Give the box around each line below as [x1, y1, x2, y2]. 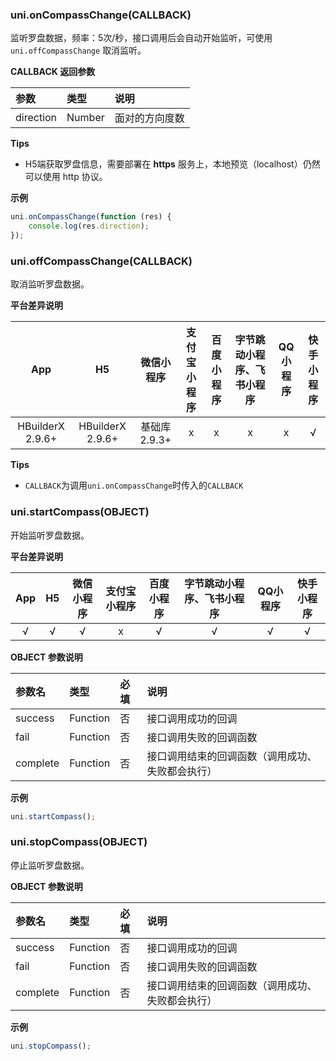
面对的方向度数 [114, 111, 185, 125]
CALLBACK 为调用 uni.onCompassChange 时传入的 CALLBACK [24, 479, 244, 492]
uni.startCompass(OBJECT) [10, 505, 150, 519]
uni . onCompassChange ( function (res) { [10, 212, 172, 222]
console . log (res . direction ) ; [28, 221, 150, 232]
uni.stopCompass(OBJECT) [10, 835, 148, 849]
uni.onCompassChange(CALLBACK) [10, 8, 192, 22]
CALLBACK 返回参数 [10, 66, 96, 78]
